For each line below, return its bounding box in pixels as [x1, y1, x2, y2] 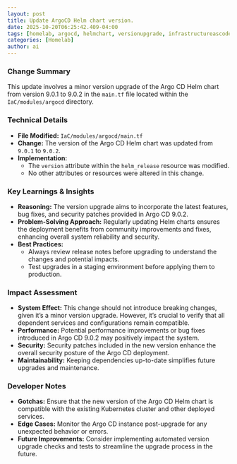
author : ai [7, 43, 39, 50]
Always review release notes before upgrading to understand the [28, 247, 217, 256]
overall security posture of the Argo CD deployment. [17, 349, 170, 357]
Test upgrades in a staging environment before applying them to [28, 262, 215, 270]
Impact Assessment [7, 287, 78, 297]
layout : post [7, 10, 46, 18]
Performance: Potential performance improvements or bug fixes [17, 326, 206, 335]
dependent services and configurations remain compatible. [17, 319, 190, 327]
